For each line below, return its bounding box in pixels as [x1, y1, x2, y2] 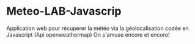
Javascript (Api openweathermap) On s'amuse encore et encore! [6, 31, 170, 38]
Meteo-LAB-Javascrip [6, 4, 122, 18]
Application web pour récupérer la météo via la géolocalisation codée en [6, 24, 189, 32]
